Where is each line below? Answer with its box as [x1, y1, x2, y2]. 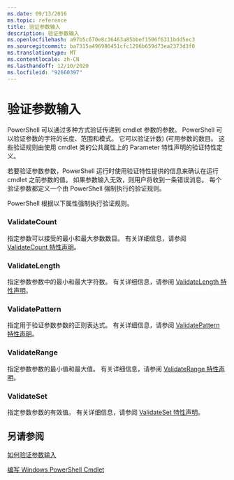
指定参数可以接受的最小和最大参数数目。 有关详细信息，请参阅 [7, 234, 187, 242]
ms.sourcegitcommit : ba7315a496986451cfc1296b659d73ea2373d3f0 [7, 43, 196, 50]
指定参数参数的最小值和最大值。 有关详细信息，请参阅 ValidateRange [7, 364, 205, 373]
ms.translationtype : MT [7, 50, 77, 57]
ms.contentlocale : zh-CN [7, 56, 80, 63]
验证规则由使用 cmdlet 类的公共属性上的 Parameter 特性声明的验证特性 [13, 143, 217, 151]
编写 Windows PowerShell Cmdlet [7, 465, 105, 474]
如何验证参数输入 [7, 450, 57, 459]
